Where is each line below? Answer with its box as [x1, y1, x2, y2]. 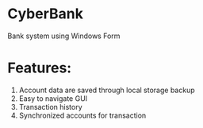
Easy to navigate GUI [18, 93, 88, 103]
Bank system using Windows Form [7, 31, 121, 41]
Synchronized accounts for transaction [18, 111, 147, 120]
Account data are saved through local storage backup [18, 85, 195, 95]
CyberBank [7, 5, 84, 23]
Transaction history [18, 102, 82, 111]
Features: [7, 59, 72, 77]
